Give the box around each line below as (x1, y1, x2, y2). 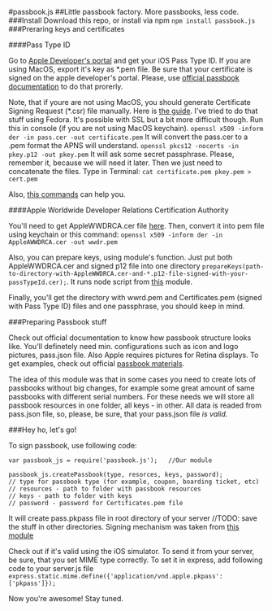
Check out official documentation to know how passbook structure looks (8, 333, 252, 343)
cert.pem (8, 175, 38, 183)
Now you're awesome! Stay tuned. (8, 594, 124, 603)
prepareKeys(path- (201, 263, 265, 271)
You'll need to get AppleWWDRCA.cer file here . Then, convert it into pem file (8, 221, 265, 230)
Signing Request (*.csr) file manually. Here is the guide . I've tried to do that (8, 106, 258, 116)
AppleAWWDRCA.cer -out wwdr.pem (8, 238, 118, 247)
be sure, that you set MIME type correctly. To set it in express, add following (8, 555, 263, 565)
